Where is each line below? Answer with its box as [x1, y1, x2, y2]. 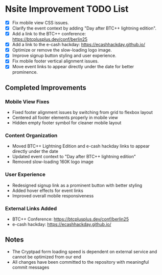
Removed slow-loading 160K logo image [12, 159, 94, 165]
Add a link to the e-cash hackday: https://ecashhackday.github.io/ [12, 42, 145, 48]
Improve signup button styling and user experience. [12, 53, 116, 58]
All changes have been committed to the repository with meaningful [12, 259, 149, 265]
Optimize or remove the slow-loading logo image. [12, 47, 112, 53]
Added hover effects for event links [12, 188, 84, 193]
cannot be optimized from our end [12, 254, 82, 260]
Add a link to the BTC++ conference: [12, 31, 86, 37]
